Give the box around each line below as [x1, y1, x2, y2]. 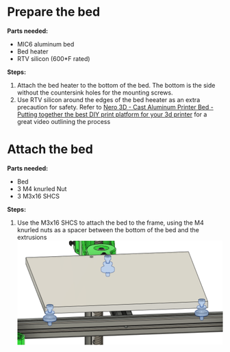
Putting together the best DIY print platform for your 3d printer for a [16, 110, 207, 118]
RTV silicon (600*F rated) [16, 54, 90, 62]
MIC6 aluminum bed [16, 40, 75, 48]
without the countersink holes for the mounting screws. [16, 88, 173, 97]
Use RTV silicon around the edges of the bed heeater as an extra [16, 95, 201, 103]
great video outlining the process [16, 117, 111, 125]
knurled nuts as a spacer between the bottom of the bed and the [16, 225, 200, 234]
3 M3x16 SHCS [16, 192, 60, 200]
